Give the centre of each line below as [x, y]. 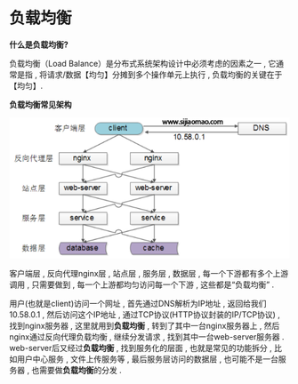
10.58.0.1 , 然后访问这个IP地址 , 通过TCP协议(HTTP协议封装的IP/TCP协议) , [145, 314]
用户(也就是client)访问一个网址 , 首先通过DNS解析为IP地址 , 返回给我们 [138, 303]
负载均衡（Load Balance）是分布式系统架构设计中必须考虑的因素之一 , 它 [143, 63]
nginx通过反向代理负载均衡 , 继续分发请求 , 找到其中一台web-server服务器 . [147, 336]
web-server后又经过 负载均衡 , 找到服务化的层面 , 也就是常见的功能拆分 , [141, 348]
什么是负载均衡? [39, 44]
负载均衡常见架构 [40, 104]
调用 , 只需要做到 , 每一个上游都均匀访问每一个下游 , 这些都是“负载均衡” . [142, 284]
